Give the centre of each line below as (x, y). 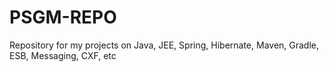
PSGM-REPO (63, 17)
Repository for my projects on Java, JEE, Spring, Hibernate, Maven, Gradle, (164, 45)
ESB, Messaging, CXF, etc (63, 55)
